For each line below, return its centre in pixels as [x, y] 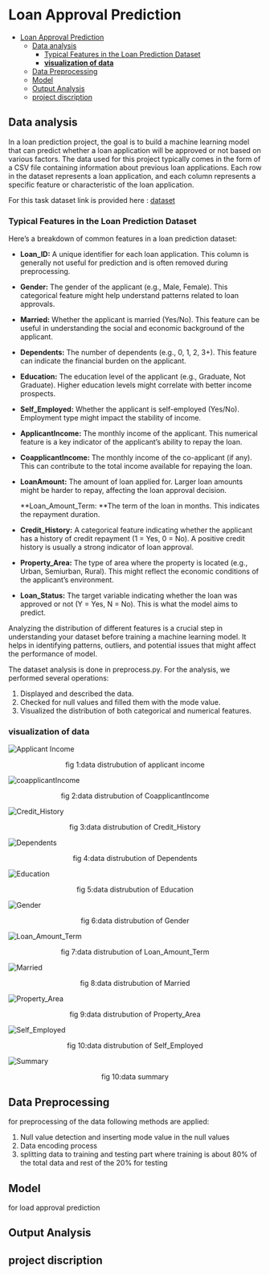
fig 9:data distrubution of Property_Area [135, 1014]
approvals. [37, 304]
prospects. [38, 394]
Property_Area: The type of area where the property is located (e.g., [134, 563]
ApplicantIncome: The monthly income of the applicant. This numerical [139, 433]
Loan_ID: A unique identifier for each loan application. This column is [134, 255]
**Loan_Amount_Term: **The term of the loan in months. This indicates [139, 506]
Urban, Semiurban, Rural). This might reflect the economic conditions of [139, 571]
